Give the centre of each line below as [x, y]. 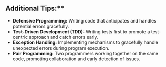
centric [20, 37]
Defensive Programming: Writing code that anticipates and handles [84, 20]
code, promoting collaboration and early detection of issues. [77, 59]
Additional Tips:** [35, 8]
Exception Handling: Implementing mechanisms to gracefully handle [86, 42]
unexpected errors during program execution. [61, 48]
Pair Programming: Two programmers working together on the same [86, 53]
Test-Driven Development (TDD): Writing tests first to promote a [81, 31]
